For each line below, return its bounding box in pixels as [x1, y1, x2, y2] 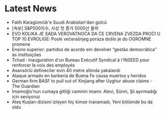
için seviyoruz [11, 93, 41, 99]
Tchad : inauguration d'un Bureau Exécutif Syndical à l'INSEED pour [11, 57, 150, 63]
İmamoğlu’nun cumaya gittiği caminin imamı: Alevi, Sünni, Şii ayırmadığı [11, 88, 158, 94]
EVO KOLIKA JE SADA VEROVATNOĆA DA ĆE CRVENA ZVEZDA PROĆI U [11, 31, 161, 37]
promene [11, 41, 31, 47]
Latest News [4, 3, 57, 14]
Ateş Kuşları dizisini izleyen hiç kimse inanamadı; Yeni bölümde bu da [11, 99, 153, 105]
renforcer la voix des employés [11, 62, 75, 68]
